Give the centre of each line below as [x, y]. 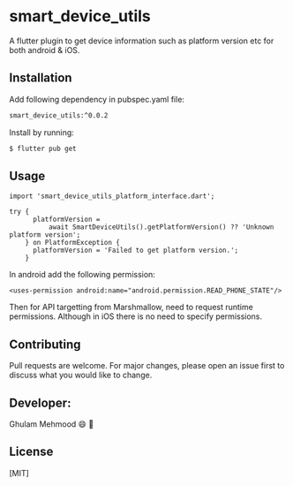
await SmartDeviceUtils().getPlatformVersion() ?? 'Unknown [161, 227]
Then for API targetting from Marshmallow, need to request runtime [131, 308]
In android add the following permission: [83, 275]
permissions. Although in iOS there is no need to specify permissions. [136, 316]
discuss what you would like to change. [81, 375]
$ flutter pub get [43, 148]
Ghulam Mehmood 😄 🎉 [52, 424]
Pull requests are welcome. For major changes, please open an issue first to [147, 366]
